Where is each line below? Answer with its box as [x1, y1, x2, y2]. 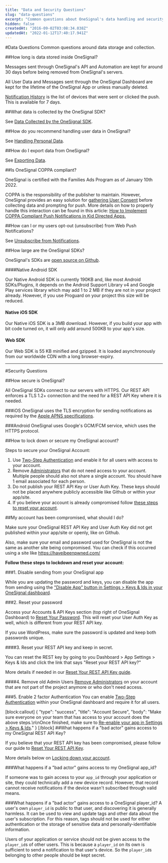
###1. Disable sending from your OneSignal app [5, 569, 104, 576]
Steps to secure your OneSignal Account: [5, 448, 90, 454]
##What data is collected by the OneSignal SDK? [5, 109, 106, 115]
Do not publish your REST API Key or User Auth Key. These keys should [12, 484, 160, 490]
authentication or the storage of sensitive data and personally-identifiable [5, 821, 156, 827]
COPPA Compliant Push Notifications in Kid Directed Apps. [5, 213, 126, 219]
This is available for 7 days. [5, 99, 61, 105]
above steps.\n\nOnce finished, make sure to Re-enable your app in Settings [5, 719, 162, 726]
